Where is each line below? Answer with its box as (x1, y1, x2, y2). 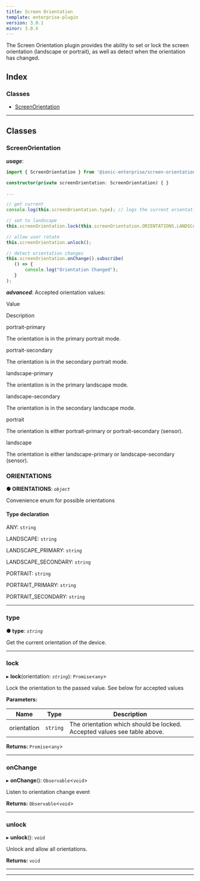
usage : (6, 157, 24, 165)
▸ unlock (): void (6, 834, 45, 841)
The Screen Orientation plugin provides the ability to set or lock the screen (6, 42, 189, 49)
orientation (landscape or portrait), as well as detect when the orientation (6, 48, 186, 55)
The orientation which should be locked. (69, 720, 182, 728)
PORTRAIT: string (6, 570, 51, 577)
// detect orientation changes (6, 250, 84, 256)
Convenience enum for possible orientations (6, 497, 115, 504)
